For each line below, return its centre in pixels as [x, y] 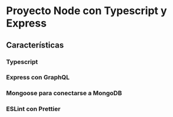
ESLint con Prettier [33, 109]
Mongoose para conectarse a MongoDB [64, 93]
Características [35, 45]
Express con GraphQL [38, 78]
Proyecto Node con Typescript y [86, 11]
